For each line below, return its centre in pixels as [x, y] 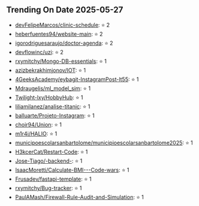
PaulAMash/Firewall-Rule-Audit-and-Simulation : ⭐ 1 [79, 197]
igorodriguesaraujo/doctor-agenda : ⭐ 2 [64, 43]
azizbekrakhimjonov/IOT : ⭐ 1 [50, 70]
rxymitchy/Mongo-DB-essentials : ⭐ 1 [61, 61]
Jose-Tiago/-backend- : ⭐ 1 [49, 161]
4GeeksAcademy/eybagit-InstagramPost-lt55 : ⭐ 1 [77, 79]
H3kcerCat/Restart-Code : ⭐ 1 [51, 152]
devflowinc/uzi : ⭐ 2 [39, 52]
